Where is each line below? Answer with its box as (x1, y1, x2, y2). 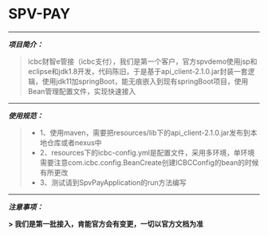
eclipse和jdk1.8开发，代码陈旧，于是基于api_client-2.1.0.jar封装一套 (27, 66, 249, 76)
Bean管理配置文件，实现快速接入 (27, 86, 136, 96)
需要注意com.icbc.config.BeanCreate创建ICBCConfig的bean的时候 (39, 157, 259, 167)
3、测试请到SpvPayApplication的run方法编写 (39, 177, 187, 187)
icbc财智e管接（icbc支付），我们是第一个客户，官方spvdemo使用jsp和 (27, 57, 258, 66)
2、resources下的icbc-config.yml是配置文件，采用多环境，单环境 (39, 147, 255, 157)
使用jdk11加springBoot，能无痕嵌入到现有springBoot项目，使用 (41, 77, 249, 86)
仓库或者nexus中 (46, 137, 102, 147)
